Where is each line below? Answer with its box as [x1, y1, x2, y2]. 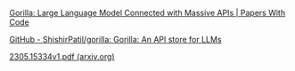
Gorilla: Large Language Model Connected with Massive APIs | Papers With [9, 8, 286, 18]
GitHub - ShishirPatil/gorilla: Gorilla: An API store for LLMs [9, 35, 222, 44]
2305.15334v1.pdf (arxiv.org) [9, 51, 115, 61]
